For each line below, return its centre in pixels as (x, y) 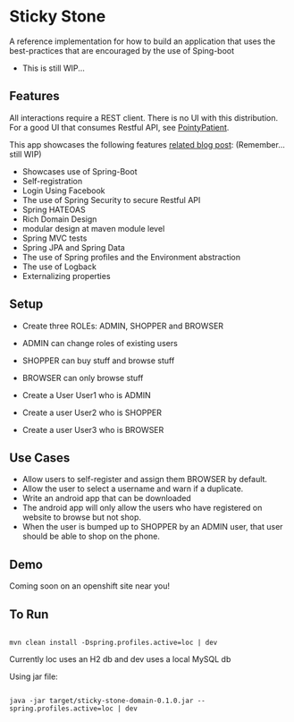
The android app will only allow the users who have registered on (142, 508)
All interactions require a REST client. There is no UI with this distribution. (144, 117)
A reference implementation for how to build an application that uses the (142, 41)
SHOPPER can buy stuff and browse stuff (98, 361)
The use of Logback (59, 267)
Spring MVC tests (55, 238)
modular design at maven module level (93, 228)
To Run (29, 614)
